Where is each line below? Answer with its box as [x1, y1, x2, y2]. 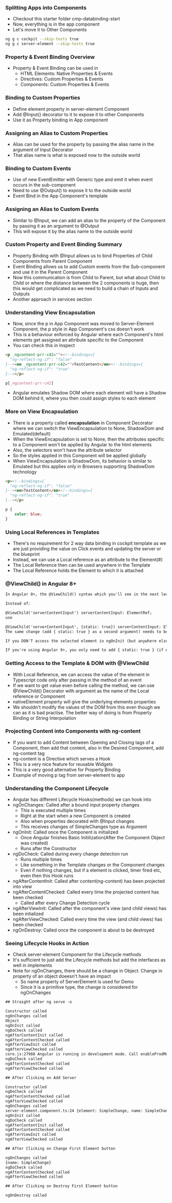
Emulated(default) [12, 430, 51, 437]
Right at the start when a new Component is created [20, 813, 131, 819]
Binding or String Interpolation [12, 715, 77, 721]
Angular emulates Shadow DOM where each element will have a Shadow [12, 390, 166, 396]
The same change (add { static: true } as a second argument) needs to [5, 629, 161, 634]
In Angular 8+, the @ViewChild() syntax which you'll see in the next [5, 592, 159, 597]
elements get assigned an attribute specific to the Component [12, 337, 143, 343]
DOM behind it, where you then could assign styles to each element [12, 395, 156, 401]
